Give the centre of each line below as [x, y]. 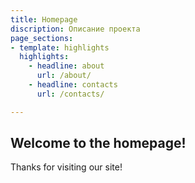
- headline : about [66, 66]
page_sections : [42, 38]
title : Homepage [44, 19]
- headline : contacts [73, 85]
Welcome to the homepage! [98, 143]
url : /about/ [64, 76]
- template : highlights [60, 47]
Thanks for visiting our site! [66, 167]
